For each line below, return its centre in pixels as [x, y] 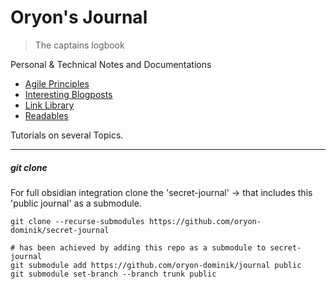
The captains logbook [79, 45]
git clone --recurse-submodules [77, 221]
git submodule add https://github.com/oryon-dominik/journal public [156, 265]
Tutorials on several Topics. [67, 135]
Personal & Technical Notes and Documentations [111, 64]
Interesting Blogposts [68, 94]
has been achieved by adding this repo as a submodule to [143, 247]
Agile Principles [57, 83]
